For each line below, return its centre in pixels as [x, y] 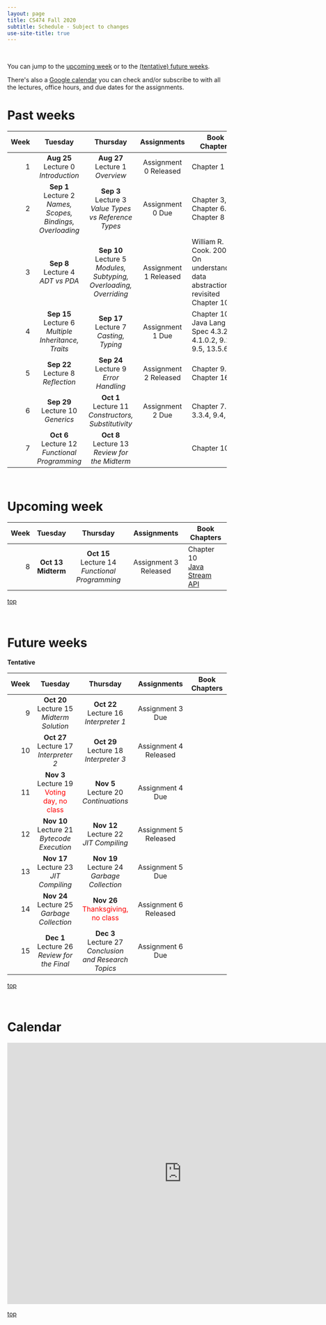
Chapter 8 [208, 217]
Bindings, [59, 222]
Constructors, [111, 415]
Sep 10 [111, 250]
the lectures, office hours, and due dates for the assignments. [96, 87]
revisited [205, 294]
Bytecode [55, 838]
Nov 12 [106, 825]
